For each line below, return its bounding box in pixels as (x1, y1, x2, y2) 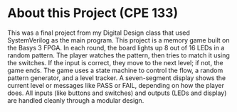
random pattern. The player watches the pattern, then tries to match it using (7, 51, 230, 60)
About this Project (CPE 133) (7, 5, 179, 21)
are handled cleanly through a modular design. (7, 96, 144, 104)
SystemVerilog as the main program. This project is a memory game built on (7, 35, 230, 44)
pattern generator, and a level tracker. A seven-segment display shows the (7, 73, 226, 82)
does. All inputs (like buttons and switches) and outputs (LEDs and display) (7, 89, 227, 97)
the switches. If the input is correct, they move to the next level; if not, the (7, 58, 223, 67)
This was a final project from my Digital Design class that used (7, 28, 191, 37)
